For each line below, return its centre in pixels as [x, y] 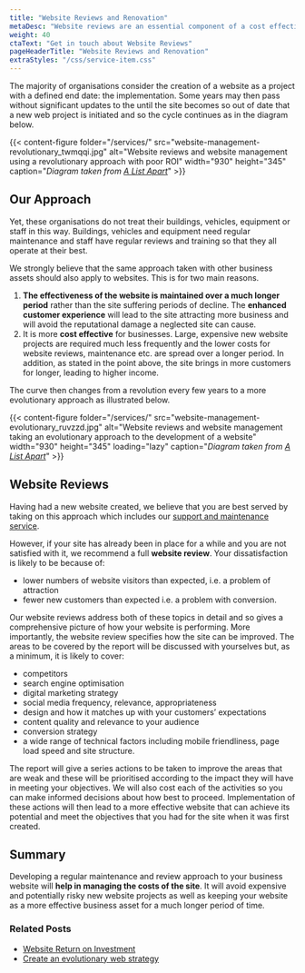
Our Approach [50, 199]
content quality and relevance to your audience [111, 721]
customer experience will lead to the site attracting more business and [155, 314]
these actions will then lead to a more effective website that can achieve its [150, 807]
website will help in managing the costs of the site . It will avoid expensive [148, 886]
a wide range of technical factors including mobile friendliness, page [151, 740]
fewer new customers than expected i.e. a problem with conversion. [149, 600]
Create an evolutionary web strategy [91, 958]
